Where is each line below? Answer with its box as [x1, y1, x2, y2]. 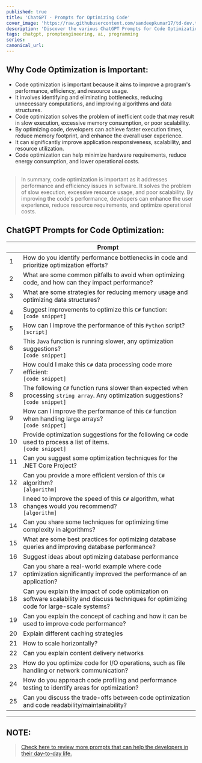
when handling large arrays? [23, 414, 103, 422]
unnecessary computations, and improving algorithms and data [14, 100, 173, 107]
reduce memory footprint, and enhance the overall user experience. [14, 132, 183, 139]
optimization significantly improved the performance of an [23, 570, 188, 578]
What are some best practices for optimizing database [23, 535, 176, 543]
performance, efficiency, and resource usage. [14, 87, 129, 94]
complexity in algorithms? [23, 525, 96, 533]
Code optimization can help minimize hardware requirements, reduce [14, 151, 186, 159]
